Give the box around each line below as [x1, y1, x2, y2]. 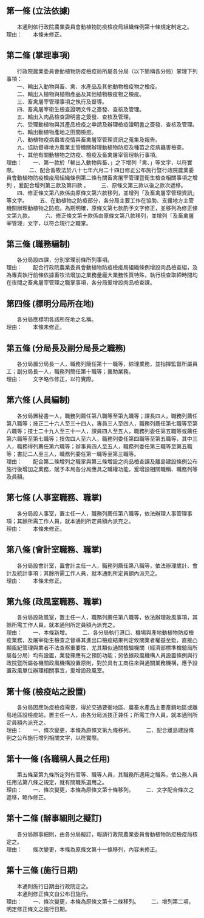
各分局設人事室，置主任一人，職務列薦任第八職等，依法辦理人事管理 [16, 509, 187, 517]
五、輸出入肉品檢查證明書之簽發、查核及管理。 [16, 113, 134, 120]
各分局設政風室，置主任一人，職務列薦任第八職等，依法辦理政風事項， [16, 613, 192, 621]
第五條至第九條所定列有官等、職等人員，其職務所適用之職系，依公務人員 [16, 771, 198, 778]
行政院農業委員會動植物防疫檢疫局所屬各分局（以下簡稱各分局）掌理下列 [16, 67, 198, 75]
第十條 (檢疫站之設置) [6, 686, 86, 697]
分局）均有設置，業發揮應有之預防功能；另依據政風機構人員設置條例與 [16, 652, 192, 659]
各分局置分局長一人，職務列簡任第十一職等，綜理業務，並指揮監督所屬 [16, 361, 192, 368]
